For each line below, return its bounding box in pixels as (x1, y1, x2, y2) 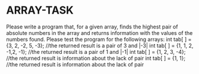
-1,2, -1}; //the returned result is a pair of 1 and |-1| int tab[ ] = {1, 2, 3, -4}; (6, 48, 186, 55)
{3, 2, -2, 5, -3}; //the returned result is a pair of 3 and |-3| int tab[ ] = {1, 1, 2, (6, 42, 194, 49)
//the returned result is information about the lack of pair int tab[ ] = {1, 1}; (6, 54, 186, 62)
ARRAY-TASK (6, 4, 74, 17)
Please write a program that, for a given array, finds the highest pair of (6, 23, 178, 30)
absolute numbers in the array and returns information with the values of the (6, 29, 193, 36)
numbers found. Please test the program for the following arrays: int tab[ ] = (6, 36, 192, 43)
